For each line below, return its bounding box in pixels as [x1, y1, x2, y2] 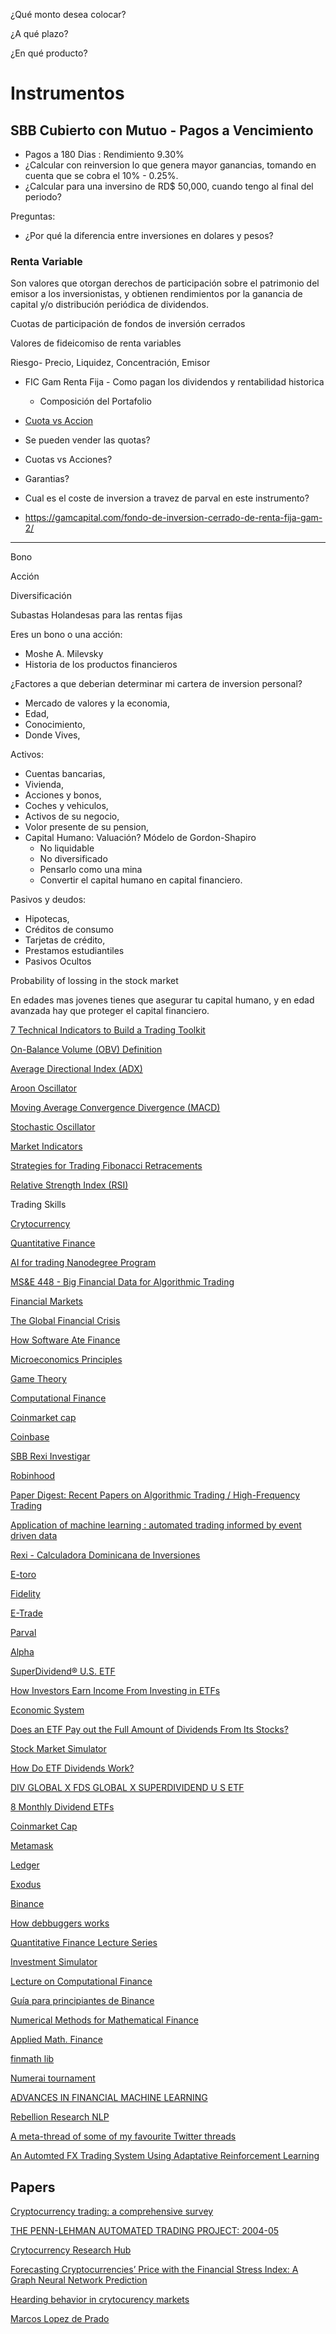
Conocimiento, [24, 719, 86, 731]
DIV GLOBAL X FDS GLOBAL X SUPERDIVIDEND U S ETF [10, 1782, 245, 1794]
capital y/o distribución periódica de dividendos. [10, 299, 209, 311]
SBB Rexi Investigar [10, 1450, 91, 1463]
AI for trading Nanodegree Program [10, 1257, 157, 1269]
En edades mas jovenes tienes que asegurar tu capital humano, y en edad [10, 994, 315, 1006]
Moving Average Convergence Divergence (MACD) [10, 1102, 221, 1114]
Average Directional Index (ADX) [10, 1063, 143, 1075]
